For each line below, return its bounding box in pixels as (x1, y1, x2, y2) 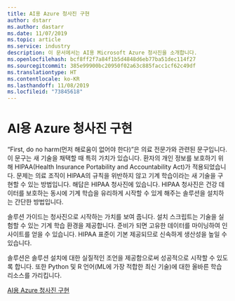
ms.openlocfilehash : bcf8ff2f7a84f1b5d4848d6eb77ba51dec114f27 (7, 56, 196, 63)
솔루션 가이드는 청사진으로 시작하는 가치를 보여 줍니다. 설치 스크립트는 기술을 (7, 213, 217, 221)
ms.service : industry (7, 43, 71, 50)
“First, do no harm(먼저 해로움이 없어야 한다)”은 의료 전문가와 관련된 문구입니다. (7, 145, 228, 154)
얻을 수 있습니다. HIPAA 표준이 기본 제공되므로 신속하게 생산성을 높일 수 (31, 230, 228, 239)
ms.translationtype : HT (7, 69, 77, 76)
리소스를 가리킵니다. (7, 271, 62, 280)
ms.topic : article (7, 36, 61, 43)
